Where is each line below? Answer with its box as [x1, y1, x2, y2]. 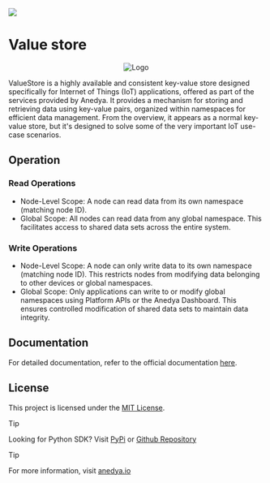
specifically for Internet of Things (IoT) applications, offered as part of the [8, 86, 255, 97]
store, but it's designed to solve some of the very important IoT [28, 121, 239, 131]
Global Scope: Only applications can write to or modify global [19, 287, 225, 296]
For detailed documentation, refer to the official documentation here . [8, 357, 238, 367]
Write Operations [8, 242, 78, 253]
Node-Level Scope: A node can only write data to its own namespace [19, 261, 253, 270]
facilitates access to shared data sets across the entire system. [19, 222, 231, 231]
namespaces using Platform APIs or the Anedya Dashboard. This [19, 295, 237, 304]
